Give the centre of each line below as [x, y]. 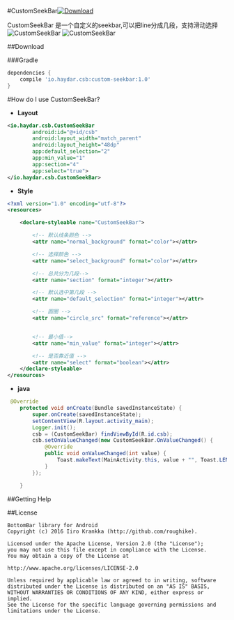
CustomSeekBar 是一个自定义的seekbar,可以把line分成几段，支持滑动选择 [112, 25]
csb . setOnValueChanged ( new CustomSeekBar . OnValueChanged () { [123, 441]
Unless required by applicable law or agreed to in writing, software [112, 580]
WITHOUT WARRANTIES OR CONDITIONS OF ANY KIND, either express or [106, 592]
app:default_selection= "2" [71, 152]
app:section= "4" [56, 164]
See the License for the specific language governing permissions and [112, 605]
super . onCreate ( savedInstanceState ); [87, 414]
